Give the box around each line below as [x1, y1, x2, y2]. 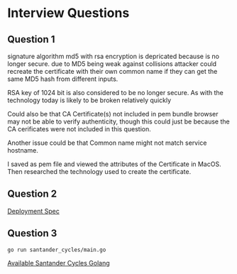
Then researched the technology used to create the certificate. [7, 168, 192, 175]
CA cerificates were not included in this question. [7, 125, 151, 133]
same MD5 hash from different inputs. [7, 75, 118, 83]
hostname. [7, 146, 39, 154]
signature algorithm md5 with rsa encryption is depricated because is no [7, 52, 220, 60]
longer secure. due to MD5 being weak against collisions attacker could [7, 60, 217, 68]
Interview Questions [7, 5, 130, 21]
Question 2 [7, 188, 57, 200]
